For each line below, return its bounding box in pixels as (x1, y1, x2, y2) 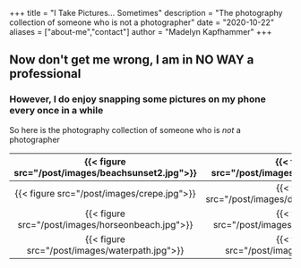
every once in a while (9, 105, 104, 117)
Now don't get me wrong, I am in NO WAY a (9, 53, 254, 68)
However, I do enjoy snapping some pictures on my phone (9, 93, 266, 105)
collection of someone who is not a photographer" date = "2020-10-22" (9, 17, 275, 28)
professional (9, 66, 82, 81)
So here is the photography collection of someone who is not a (9, 124, 242, 135)
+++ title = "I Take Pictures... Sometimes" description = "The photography (9, 8, 283, 18)
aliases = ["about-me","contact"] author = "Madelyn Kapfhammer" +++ (9, 27, 272, 37)
